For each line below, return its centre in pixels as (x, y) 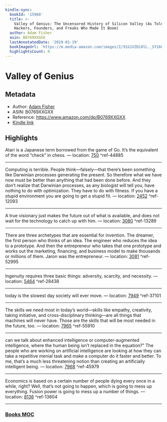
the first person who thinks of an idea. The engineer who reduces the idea (81, 241)
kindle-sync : (19, 10)
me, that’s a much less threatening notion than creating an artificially (75, 361)
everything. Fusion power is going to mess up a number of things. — (75, 392)
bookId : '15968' (26, 14)
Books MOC (20, 415)
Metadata (20, 94)
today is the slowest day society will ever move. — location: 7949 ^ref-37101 (83, 296)
